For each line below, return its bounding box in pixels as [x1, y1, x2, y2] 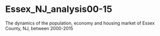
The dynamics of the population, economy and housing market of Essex [5, 20, 155, 26]
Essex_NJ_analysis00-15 [5, 3, 113, 15]
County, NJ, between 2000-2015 [5, 25, 73, 31]
